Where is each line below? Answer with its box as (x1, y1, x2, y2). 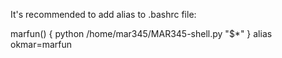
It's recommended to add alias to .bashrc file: (10, 9, 197, 20)
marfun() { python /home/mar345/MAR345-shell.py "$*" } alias (10, 28, 273, 39)
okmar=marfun (10, 39, 73, 50)
